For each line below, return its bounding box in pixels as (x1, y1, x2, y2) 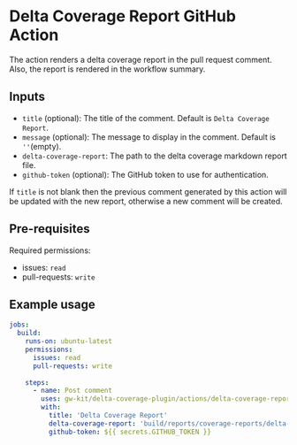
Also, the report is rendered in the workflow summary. (9, 64, 206, 74)
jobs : (9, 320, 29, 329)
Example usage (9, 296, 95, 311)
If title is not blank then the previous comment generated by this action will (9, 186, 287, 196)
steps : (25, 378, 49, 387)
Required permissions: (9, 245, 91, 256)
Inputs (9, 89, 46, 104)
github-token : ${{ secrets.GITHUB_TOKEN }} (48, 427, 212, 436)
